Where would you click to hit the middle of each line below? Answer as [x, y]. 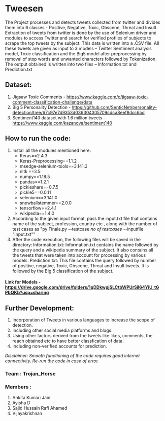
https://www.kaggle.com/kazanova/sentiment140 [62, 123]
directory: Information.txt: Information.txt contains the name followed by [85, 245]
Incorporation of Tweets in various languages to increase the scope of [83, 320]
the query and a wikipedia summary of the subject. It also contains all [83, 250]
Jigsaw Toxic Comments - [39, 97]
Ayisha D [21, 403]
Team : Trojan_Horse [30, 374]
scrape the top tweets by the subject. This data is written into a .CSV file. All [82, 43]
